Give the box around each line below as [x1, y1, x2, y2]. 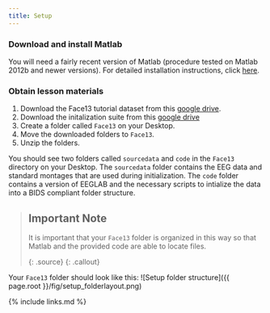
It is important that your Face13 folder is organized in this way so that [27, 233, 257, 243]
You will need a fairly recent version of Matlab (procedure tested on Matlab [8, 56, 259, 66]
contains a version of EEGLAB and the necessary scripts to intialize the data [8, 179, 261, 190]
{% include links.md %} [8, 297, 87, 307]
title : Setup [8, 11, 53, 20]
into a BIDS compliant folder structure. [8, 188, 136, 198]
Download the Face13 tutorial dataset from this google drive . [19, 104, 221, 114]
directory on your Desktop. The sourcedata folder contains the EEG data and [8, 162, 263, 172]
